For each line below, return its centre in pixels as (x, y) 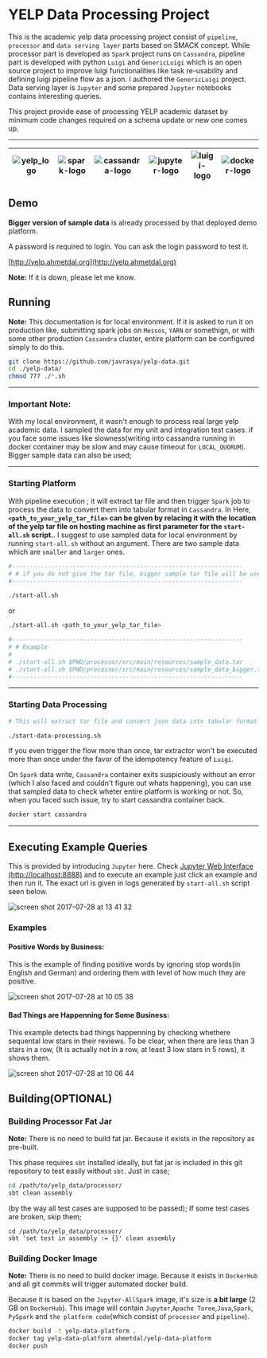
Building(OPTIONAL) (60, 1099)
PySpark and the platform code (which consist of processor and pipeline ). (129, 1317)
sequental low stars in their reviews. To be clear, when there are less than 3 (132, 1041)
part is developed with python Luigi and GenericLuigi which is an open (125, 62)
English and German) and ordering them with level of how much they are (127, 973)
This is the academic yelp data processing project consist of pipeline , (123, 37)
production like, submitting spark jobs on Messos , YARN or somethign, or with (132, 330)
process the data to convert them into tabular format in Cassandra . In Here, (130, 509)
